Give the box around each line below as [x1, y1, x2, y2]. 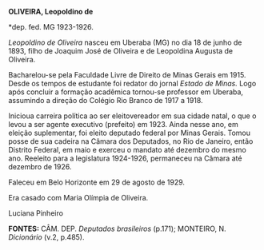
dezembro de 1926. [8, 162, 72, 171]
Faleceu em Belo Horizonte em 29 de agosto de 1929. [8, 177, 186, 187]
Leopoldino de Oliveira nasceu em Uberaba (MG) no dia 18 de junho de [8, 38, 242, 47]
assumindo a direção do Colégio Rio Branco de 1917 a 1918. [8, 96, 203, 105]
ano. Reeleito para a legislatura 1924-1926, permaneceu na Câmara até [8, 153, 242, 163]
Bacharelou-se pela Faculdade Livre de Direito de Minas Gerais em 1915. [8, 70, 246, 79]
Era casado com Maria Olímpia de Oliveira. [8, 193, 149, 202]
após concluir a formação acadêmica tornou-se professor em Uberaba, [8, 87, 244, 97]
